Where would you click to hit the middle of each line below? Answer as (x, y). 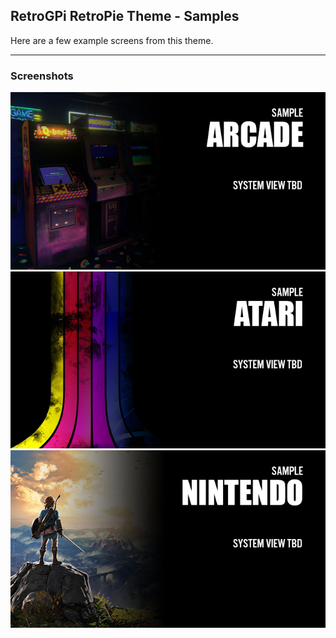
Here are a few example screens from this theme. (112, 40)
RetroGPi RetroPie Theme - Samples (125, 16)
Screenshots (42, 76)
